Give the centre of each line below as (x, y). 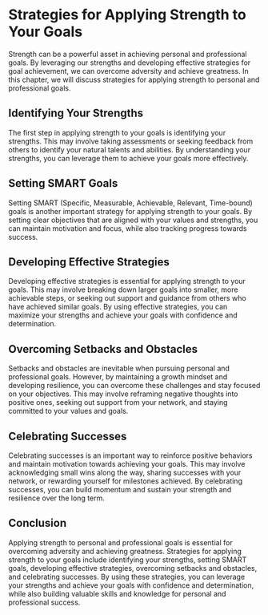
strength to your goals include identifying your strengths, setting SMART (128, 560)
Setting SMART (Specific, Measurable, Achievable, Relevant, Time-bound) (131, 203)
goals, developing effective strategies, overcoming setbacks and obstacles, (133, 568)
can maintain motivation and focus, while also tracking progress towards (128, 228)
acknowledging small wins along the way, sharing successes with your (125, 472)
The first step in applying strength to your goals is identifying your (117, 132)
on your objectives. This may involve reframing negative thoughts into (123, 394)
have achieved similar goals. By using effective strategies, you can (118, 307)
